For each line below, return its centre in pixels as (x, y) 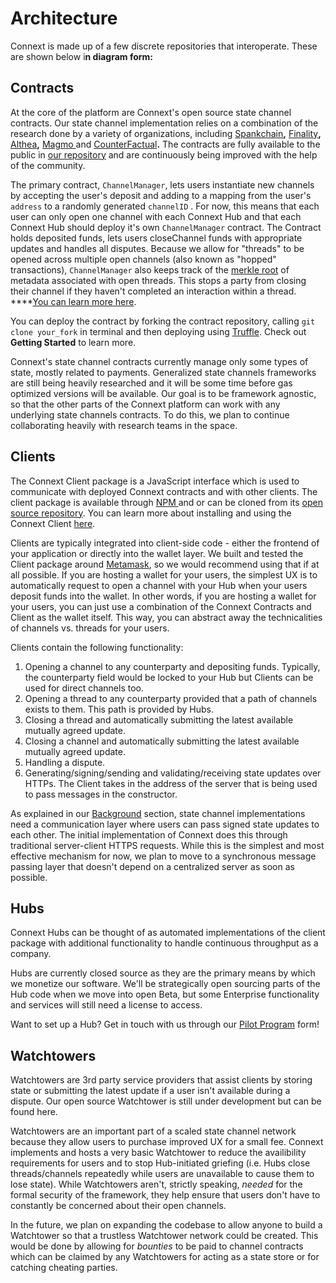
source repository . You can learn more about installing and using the (151, 513)
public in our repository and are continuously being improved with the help (164, 154)
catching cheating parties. (64, 1268)
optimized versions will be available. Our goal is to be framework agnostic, (163, 393)
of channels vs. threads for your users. (90, 628)
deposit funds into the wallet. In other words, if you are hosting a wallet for (163, 596)
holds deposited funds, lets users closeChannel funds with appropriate (156, 238)
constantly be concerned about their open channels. (118, 1206)
